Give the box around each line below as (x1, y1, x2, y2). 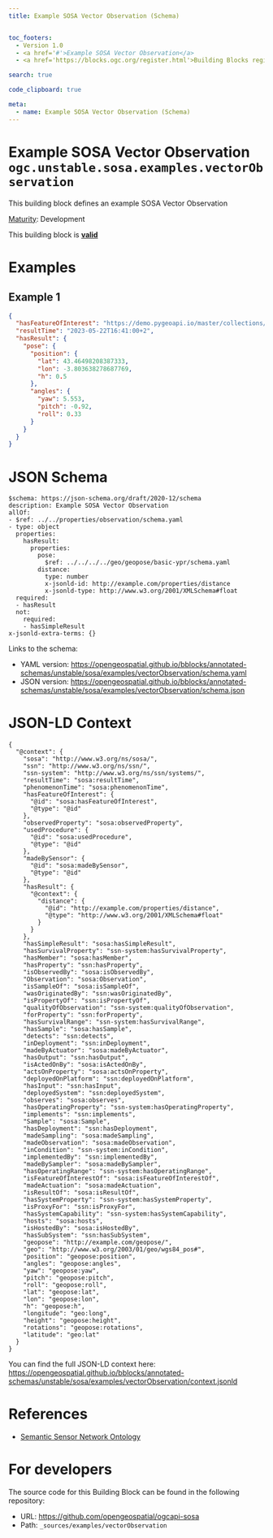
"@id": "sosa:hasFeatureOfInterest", (29, 798, 158, 806)
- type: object (8, 523, 60, 531)
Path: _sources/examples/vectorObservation (19, 1520, 167, 1530)
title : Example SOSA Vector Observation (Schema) (8, 11, 180, 20)
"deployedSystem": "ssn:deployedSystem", (23, 1090, 165, 1098)
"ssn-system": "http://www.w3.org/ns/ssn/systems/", (23, 769, 206, 778)
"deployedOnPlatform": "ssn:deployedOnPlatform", (23, 1075, 195, 1083)
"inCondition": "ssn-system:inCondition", (23, 1146, 169, 1155)
